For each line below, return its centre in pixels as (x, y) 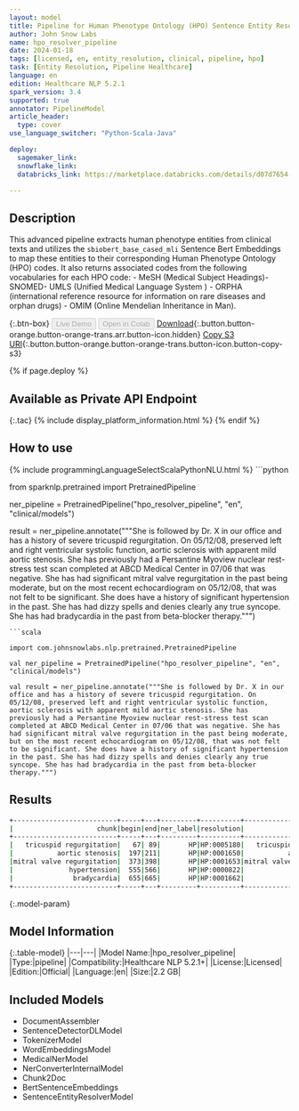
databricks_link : (49, 174)
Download (175, 324)
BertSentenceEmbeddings (70, 1088)
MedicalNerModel (55, 1059)
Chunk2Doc (44, 1078)
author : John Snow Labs (53, 34)
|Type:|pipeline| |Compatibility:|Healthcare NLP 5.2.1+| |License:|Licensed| (146, 962)
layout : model (36, 17)
